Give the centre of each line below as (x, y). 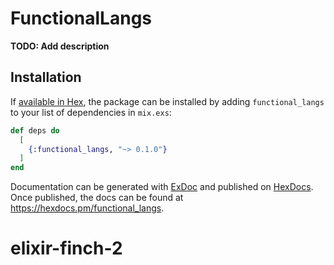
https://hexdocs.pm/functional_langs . (87, 208)
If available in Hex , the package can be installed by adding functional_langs (167, 101)
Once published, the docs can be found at (97, 198)
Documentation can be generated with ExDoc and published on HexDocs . (162, 187)
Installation (46, 77)
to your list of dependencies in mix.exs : (91, 112)
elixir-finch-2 (66, 248)
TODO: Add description (60, 46)
